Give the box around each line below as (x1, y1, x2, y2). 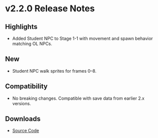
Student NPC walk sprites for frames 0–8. (12, 68, 97, 74)
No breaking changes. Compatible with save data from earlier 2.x (12, 95, 145, 101)
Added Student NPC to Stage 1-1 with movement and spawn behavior (12, 35, 153, 41)
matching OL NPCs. (12, 41, 53, 47)
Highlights (5, 23, 38, 31)
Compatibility (5, 82, 48, 91)
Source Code (12, 128, 39, 134)
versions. (12, 100, 31, 106)
